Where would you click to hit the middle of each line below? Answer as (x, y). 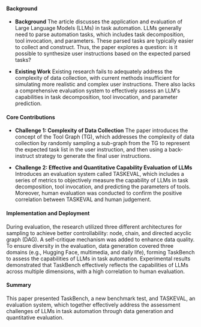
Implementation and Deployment (48, 213)
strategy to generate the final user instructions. (93, 156)
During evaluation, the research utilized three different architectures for (94, 226)
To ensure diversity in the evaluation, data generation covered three (90, 245)
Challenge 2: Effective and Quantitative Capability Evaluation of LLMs (103, 167)
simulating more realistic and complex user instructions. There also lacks (105, 85)
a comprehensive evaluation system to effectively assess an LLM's (97, 91)
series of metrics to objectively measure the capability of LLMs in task (102, 181)
